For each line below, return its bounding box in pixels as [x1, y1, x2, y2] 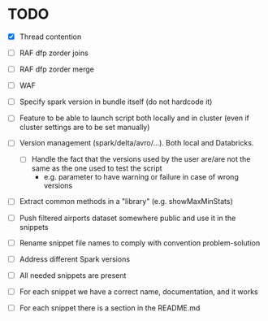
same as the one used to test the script [31, 163, 163, 173]
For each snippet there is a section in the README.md [19, 302, 201, 313]
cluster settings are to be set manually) [19, 123, 150, 132]
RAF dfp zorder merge [19, 64, 95, 74]
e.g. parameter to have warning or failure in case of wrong [43, 172, 239, 182]
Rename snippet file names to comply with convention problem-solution [19, 237, 261, 248]
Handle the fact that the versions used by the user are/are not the [31, 154, 251, 164]
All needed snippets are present [19, 270, 127, 280]
